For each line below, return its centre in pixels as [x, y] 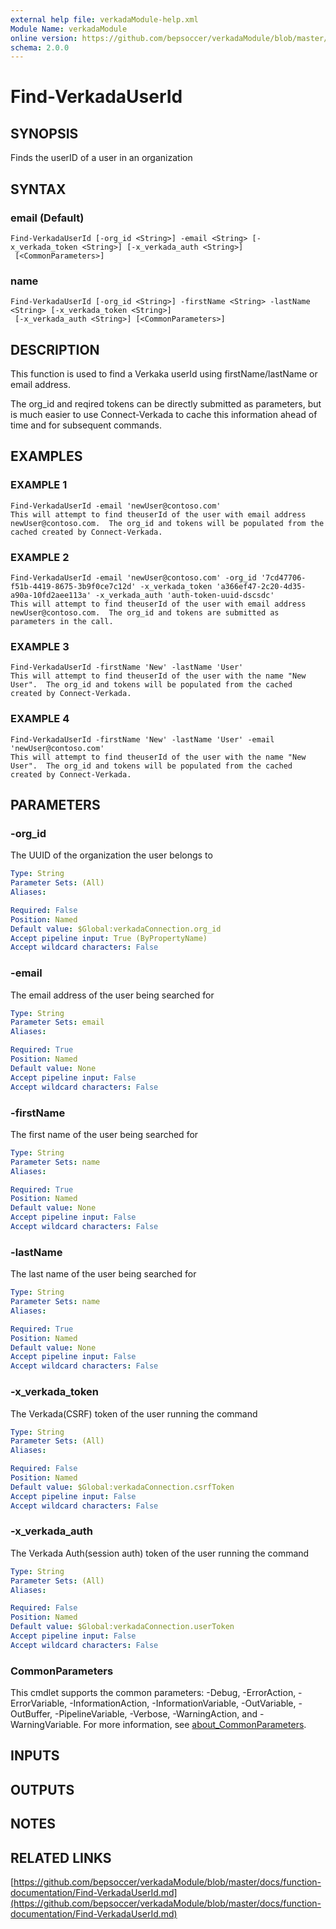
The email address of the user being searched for [112, 995]
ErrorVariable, [39, 1703]
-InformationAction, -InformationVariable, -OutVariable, [183, 1703]
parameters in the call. [62, 622]
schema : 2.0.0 [40, 47]
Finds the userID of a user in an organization [101, 158]
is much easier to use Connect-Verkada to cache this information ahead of [164, 415]
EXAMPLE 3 [40, 646]
